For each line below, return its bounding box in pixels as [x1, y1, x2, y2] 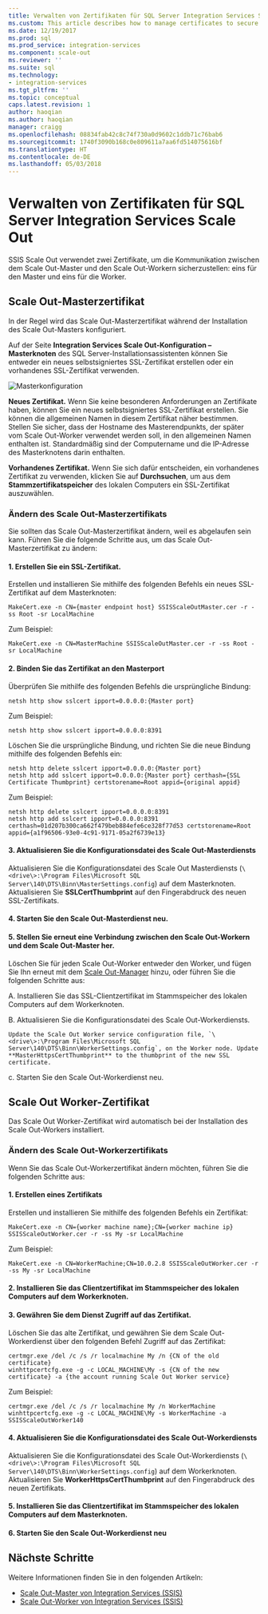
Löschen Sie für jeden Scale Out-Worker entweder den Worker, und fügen [8, 958, 252, 968]
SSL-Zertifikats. [8, 895, 60, 905]
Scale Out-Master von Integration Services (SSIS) [19, 1588, 183, 1597]
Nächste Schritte [8, 1551, 94, 1565]
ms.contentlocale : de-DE [8, 153, 91, 161]
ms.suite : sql [8, 64, 56, 72]
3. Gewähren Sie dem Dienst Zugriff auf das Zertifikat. [8, 1311, 191, 1320]
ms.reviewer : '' [8, 57, 62, 65]
